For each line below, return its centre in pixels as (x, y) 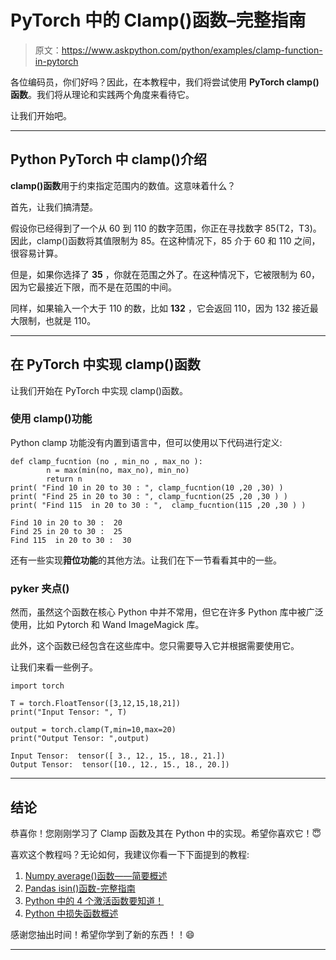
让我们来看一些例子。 (54, 667)
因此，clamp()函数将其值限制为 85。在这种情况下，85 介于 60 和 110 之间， (165, 240)
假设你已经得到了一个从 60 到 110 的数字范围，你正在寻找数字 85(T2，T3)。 (166, 228)
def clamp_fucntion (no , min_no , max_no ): (106, 461)
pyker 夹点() (40, 588)
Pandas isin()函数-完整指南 (80, 888)
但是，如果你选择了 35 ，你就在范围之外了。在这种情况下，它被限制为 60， (165, 274)
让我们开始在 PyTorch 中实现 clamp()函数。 (99, 390)
